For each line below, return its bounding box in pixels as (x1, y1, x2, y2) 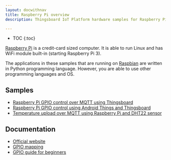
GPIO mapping (12, 144, 44, 150)
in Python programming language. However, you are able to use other (5, 66, 151, 72)
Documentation (5, 125, 56, 134)
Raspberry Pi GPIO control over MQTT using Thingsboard (12, 100, 133, 106)
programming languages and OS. (5, 71, 75, 77)
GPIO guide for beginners (12, 149, 66, 155)
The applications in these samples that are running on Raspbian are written (5, 60, 162, 67)
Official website (12, 138, 46, 144)
